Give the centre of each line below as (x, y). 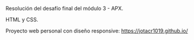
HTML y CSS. (22, 19)
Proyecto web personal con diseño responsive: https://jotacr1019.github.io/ (97, 31)
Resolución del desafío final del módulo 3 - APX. (64, 8)
